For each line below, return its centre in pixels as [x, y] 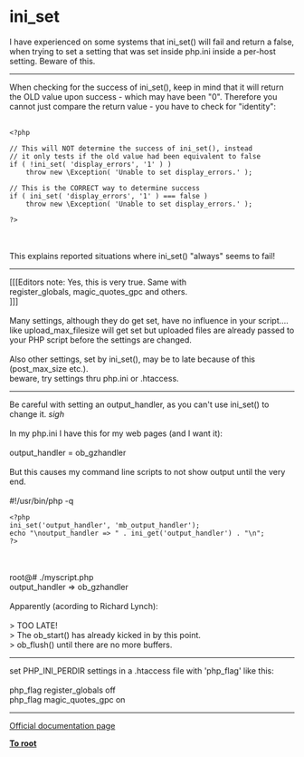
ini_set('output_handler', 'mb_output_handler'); [105, 525]
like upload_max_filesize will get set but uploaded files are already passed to [152, 330]
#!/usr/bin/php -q [42, 500]
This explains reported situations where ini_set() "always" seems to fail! [142, 256]
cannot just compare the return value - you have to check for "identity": [143, 106]
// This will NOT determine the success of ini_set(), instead [131, 148]
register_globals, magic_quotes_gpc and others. [99, 291]
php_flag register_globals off [62, 690]
